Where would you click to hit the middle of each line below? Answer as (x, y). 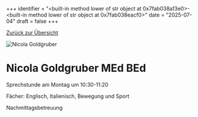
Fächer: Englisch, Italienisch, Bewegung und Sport (68, 96)
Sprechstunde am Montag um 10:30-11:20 (57, 84)
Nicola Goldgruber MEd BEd (76, 68)
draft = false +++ (37, 21)
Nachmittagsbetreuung (34, 107)
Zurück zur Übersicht (32, 33)
